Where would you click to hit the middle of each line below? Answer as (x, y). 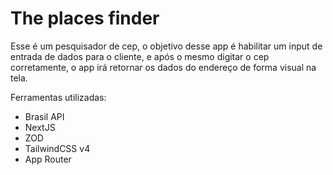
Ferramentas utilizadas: (58, 97)
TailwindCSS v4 (57, 148)
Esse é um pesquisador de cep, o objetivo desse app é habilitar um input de (166, 46)
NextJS (40, 127)
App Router (48, 159)
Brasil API (44, 116)
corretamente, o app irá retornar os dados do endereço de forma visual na (163, 67)
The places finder (85, 18)
